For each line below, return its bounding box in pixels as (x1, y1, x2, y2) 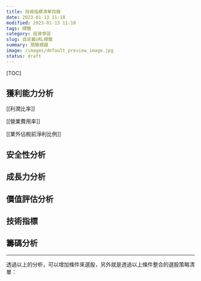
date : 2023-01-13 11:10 (6, 14, 66, 20)
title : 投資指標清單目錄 (6, 8, 61, 15)
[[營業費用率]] (6, 118, 41, 125)
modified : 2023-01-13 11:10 (6, 20, 77, 26)
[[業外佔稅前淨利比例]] (6, 131, 62, 138)
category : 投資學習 (6, 31, 51, 37)
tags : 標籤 (6, 25, 32, 32)
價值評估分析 (6, 194, 54, 204)
